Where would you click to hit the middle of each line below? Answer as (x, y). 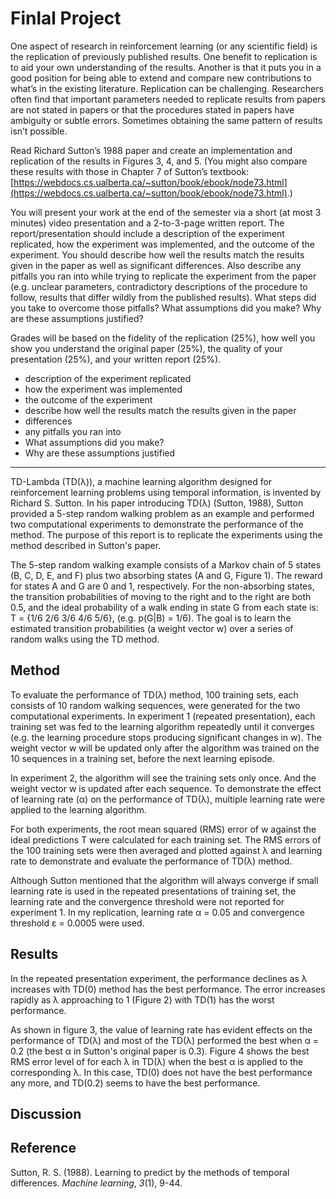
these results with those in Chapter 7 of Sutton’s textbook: (130, 171)
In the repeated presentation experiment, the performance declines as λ (159, 978)
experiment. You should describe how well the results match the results (157, 254)
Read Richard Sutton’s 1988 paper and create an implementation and (151, 150)
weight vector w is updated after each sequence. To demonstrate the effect (166, 788)
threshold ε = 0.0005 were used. (77, 923)
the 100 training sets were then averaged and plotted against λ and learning (166, 850)
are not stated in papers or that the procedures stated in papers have (152, 109)
